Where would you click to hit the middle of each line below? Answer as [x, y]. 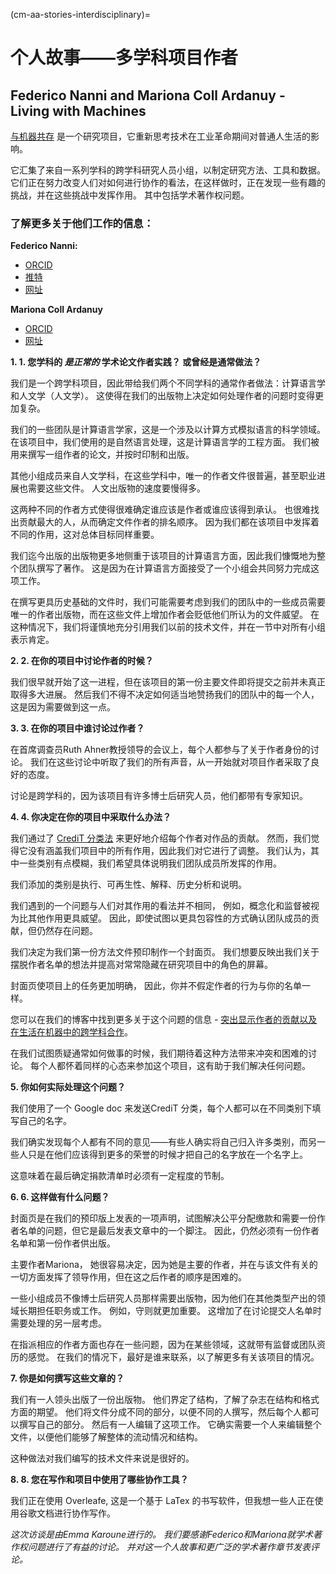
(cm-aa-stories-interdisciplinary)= [81, 14]
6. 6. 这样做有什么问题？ [60, 1197]
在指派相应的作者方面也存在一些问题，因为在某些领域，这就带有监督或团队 [163, 1345]
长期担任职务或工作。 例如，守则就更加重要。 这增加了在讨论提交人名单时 [170, 1311]
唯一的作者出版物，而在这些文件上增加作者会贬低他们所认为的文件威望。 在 [165, 615]
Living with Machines [78, 110]
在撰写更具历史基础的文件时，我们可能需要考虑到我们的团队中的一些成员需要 [168, 602]
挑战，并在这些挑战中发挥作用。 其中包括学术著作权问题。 [130, 195]
